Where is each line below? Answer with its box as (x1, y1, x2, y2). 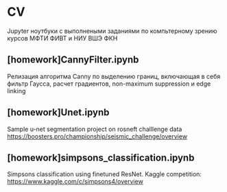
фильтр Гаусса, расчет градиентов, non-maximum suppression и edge (7, 80, 211, 88)
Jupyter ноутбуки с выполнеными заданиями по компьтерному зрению (7, 27, 217, 35)
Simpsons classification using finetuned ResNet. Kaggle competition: (7, 170, 202, 178)
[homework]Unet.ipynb (7, 107, 110, 119)
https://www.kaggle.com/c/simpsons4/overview (7, 178, 144, 186)
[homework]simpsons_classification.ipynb (7, 152, 195, 163)
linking (7, 86, 26, 95)
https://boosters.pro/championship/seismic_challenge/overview (7, 132, 187, 141)
